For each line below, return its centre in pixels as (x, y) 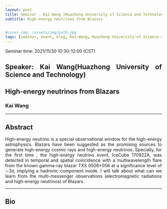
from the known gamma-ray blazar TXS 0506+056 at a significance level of (83, 166)
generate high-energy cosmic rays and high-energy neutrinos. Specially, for (83, 150)
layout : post (19, 10)
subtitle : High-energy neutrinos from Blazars (54, 19)
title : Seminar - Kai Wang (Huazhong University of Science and (73, 14)
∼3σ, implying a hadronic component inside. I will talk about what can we (83, 171)
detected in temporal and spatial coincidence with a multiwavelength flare (83, 160)
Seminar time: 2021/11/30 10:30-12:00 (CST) (50, 51)
